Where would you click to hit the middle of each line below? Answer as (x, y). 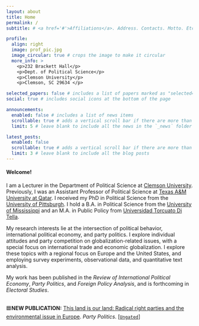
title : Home (21, 17)
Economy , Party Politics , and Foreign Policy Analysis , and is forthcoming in (98, 284)
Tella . (13, 217)
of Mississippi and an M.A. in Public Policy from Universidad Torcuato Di (94, 211)
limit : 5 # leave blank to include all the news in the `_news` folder (102, 126)
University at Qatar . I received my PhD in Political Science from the (87, 198)
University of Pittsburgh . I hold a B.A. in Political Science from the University (99, 204)
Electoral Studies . (28, 290)
